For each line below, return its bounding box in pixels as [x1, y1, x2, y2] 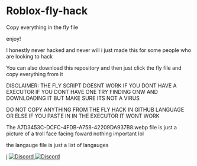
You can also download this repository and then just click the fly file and [6, 64, 182, 71]
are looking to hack [6, 53, 53, 60]
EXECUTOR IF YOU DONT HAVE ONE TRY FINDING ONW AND [6, 88, 159, 95]
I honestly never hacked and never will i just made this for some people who [6, 46, 191, 54]
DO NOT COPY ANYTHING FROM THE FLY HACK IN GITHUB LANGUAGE [6, 106, 185, 113]
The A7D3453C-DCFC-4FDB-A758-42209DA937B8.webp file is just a [6, 123, 177, 131]
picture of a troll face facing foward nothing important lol [6, 130, 144, 137]
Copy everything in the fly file [6, 24, 79, 31]
